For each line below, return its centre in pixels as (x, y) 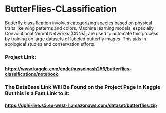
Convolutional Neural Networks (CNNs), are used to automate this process (82, 33)
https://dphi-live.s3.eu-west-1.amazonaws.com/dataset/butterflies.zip (81, 105)
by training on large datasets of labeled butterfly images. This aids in (76, 39)
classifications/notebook (32, 74)
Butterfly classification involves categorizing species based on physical (79, 23)
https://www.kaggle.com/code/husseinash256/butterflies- (68, 69)
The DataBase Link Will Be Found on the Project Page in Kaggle (83, 87)
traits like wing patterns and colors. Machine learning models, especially (79, 28)
